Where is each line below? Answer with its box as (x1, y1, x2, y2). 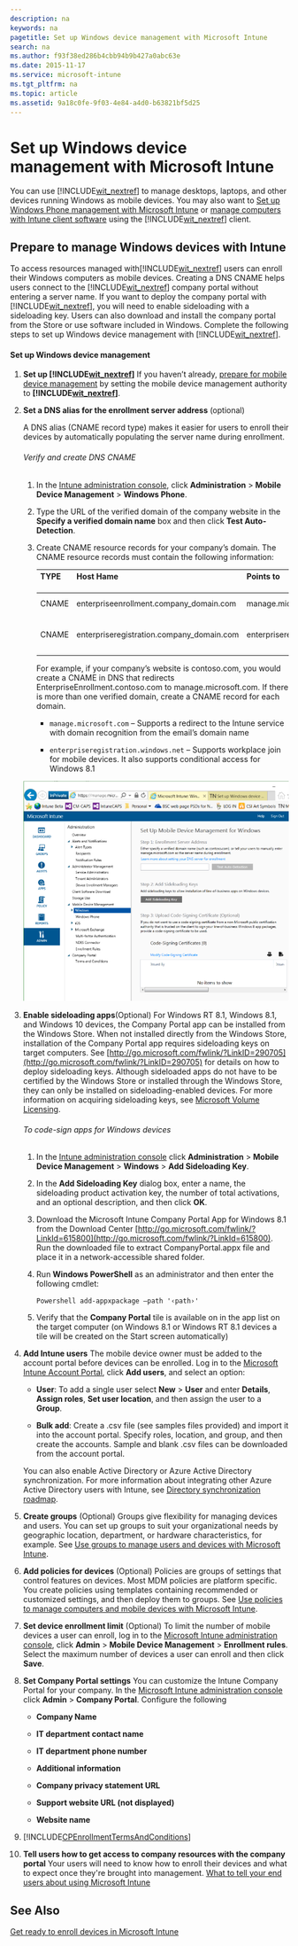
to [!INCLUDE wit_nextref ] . (22, 388, 121, 399)
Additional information (35, 1763, 121, 1774)
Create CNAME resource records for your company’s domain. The (35, 541, 277, 553)
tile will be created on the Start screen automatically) (35, 1331, 229, 1342)
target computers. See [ (22, 1047, 110, 1058)
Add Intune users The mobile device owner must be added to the (22, 1348, 263, 1359)
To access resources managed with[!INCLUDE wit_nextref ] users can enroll (10, 263, 283, 274)
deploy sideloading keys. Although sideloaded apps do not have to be (22, 1066, 278, 1077)
